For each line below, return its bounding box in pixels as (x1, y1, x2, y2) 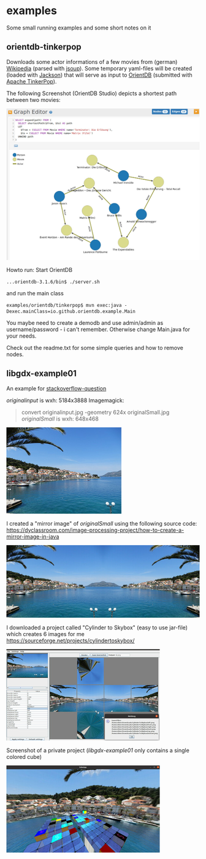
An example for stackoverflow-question (6, 384, 107, 392)
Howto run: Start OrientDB (6, 266, 72, 273)
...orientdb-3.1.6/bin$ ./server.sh (6, 279, 100, 285)
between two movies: (6, 96, 61, 103)
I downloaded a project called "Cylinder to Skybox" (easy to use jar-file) (6, 624, 188, 631)
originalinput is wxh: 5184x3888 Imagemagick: (6, 397, 124, 404)
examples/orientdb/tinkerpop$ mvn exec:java (6, 302, 122, 308)
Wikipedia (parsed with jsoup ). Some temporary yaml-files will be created (6, 64, 193, 72)
